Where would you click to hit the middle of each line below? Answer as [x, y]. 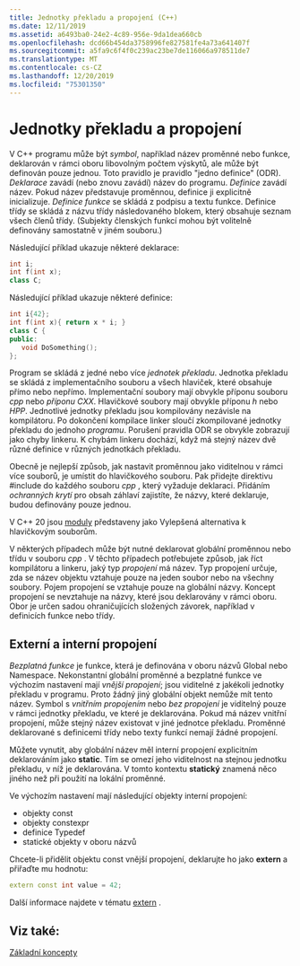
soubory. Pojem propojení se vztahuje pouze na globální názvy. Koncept [142, 587]
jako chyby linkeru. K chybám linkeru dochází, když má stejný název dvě [143, 440]
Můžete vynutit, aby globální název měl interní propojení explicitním [133, 750]
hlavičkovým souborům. [53, 531]
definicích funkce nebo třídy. [62, 616]
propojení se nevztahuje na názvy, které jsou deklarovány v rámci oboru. [143, 597]
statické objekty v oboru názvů [79, 842]
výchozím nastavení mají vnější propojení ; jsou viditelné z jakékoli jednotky [147, 685]
